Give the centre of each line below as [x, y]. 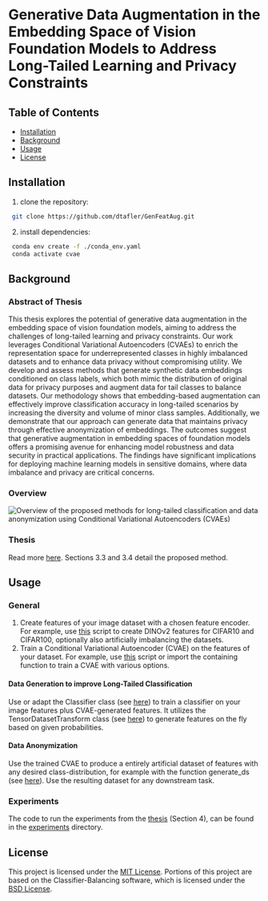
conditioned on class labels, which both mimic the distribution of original [128, 379]
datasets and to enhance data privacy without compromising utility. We [125, 362]
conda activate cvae [46, 254]
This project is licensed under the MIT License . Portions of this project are [130, 871]
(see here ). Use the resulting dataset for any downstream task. [111, 780]
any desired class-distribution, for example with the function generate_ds [129, 772]
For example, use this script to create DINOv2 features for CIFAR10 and [137, 632]
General [24, 605]
